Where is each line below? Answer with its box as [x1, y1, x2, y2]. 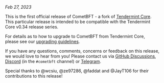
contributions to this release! [5, 73, 63, 79]
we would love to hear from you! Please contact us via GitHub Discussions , [5, 53, 157, 59]
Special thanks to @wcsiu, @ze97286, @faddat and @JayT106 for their [5, 68, 149, 74]
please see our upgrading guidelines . [5, 39, 80, 44]
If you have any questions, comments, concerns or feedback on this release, [5, 48, 160, 54]
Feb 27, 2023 [5, 4, 32, 10]
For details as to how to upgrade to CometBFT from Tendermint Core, [5, 34, 145, 39]
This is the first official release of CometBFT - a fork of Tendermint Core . [5, 14, 152, 19]
